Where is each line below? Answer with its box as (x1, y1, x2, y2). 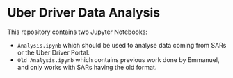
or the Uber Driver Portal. (17, 48, 90, 57)
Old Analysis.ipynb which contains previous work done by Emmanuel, (17, 55, 220, 64)
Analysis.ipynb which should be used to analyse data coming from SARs (17, 41, 227, 49)
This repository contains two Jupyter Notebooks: (7, 28, 148, 36)
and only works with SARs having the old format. (17, 63, 157, 71)
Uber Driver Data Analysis (7, 5, 161, 21)
